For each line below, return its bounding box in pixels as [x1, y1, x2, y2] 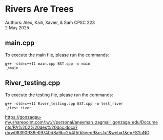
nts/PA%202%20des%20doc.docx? [5, 124, 78, 130]
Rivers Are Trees [5, 3, 74, 15]
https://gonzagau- [5, 114, 41, 120]
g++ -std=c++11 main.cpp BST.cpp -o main [5, 61, 91, 66]
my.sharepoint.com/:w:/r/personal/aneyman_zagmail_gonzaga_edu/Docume [5, 119, 158, 125]
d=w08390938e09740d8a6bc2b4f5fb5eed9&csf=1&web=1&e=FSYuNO [5, 129, 150, 135]
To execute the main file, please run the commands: [5, 52, 109, 58]
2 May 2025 [5, 24, 29, 30]
